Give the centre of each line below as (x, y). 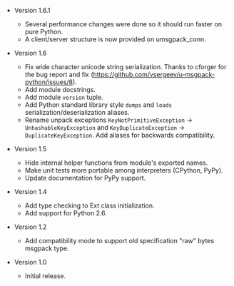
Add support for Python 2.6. (66, 213)
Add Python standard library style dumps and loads (98, 105)
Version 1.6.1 (32, 10)
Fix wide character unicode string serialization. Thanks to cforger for (126, 67)
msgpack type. (47, 248)
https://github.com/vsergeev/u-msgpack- (154, 75)
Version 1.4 (31, 191)
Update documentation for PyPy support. (85, 178)
